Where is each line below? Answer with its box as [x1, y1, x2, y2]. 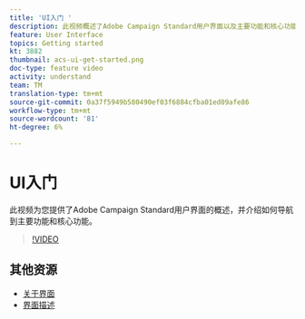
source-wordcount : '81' [9, 114, 100, 123]
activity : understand [9, 72, 92, 82]
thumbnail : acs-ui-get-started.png [9, 55, 144, 64]
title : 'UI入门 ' [9, 13, 73, 23]
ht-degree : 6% [9, 123, 64, 132]
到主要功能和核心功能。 [9, 215, 97, 227]
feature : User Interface [9, 30, 103, 39]
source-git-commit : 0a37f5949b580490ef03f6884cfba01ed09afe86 [9, 97, 250, 107]
